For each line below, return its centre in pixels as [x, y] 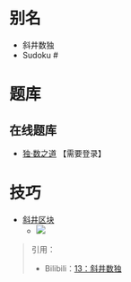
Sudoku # [40, 55]
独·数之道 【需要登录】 [64, 153]
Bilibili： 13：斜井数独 [83, 268]
